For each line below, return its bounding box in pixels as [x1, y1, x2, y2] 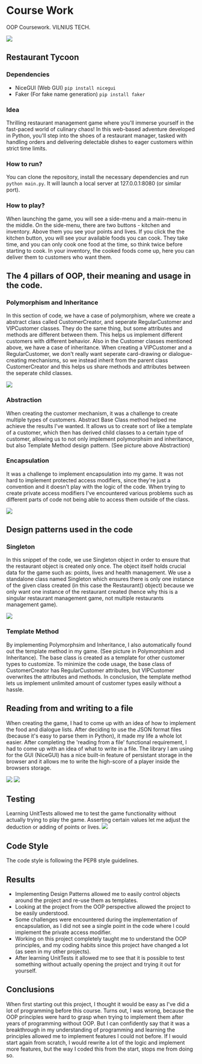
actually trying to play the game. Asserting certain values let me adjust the [6, 817, 191, 824]
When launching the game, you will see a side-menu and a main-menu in [6, 215, 187, 222]
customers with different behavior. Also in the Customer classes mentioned [6, 338, 192, 345]
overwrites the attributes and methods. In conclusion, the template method [6, 673, 191, 680]
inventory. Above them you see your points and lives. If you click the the [6, 228, 185, 235]
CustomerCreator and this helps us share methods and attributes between [6, 363, 191, 370]
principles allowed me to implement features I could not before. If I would [6, 1032, 188, 1039]
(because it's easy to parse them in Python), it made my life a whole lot [6, 732, 182, 739]
